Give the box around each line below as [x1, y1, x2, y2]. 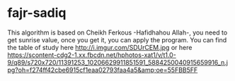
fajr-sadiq [7, 5, 67, 21]
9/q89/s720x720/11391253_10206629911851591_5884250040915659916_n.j [7, 58, 229, 66]
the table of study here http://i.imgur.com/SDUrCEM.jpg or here [7, 43, 193, 51]
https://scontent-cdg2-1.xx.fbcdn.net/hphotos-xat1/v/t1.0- [7, 51, 177, 59]
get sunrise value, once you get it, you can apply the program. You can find [7, 35, 227, 44]
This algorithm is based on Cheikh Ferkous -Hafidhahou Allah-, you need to [7, 28, 228, 37]
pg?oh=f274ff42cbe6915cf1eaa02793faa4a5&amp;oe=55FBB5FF [7, 66, 198, 74]
